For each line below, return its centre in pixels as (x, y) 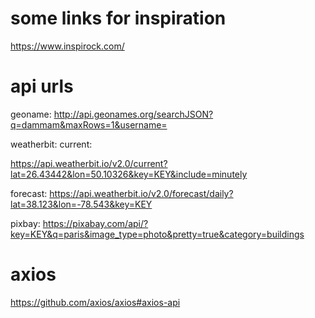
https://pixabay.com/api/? (95, 223)
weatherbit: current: (51, 144)
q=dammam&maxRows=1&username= (89, 124)
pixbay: (25, 223)
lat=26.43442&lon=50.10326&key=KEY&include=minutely (129, 174)
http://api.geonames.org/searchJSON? (133, 114)
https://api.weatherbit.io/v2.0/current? (89, 163)
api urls (42, 86)
